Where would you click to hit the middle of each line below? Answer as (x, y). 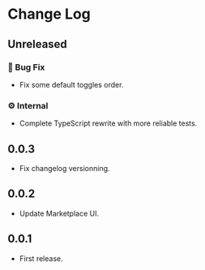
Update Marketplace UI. (59, 213)
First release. (41, 258)
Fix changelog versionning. (64, 168)
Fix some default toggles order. (71, 84)
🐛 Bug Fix (26, 67)
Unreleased (38, 44)
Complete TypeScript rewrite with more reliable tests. (108, 123)
